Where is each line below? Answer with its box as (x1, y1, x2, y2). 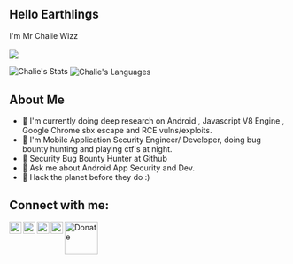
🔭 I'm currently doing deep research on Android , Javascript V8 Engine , (21, 116, 285, 126)
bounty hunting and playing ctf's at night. (21, 144, 173, 155)
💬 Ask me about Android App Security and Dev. (21, 162, 195, 173)
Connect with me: (9, 198, 110, 213)
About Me (9, 92, 65, 107)
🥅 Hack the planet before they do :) (21, 172, 150, 183)
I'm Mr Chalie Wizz (9, 30, 78, 41)
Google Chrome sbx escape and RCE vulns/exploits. (21, 125, 212, 136)
